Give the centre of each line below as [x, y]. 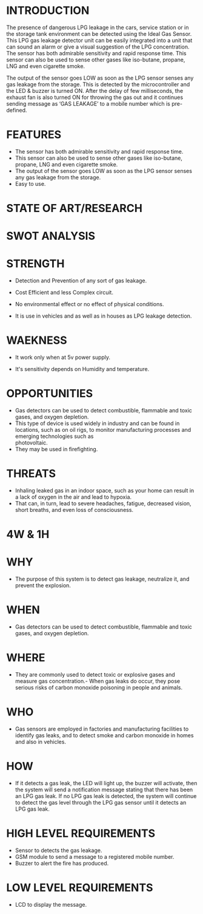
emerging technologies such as [54, 436]
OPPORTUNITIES [50, 394]
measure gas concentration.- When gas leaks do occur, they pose [98, 681]
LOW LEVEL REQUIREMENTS [80, 888]
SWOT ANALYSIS [51, 236]
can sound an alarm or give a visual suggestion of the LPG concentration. [98, 47]
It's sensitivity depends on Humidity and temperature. [82, 369]
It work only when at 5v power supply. [63, 357]
